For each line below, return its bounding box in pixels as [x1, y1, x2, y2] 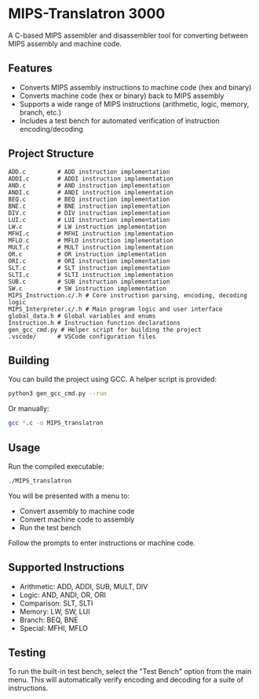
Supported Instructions [8, 561, 125, 574]
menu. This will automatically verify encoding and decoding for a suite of [8, 675, 244, 685]
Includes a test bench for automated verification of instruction [19, 115, 220, 126]
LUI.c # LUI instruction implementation [8, 216, 170, 224]
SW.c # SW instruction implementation [8, 284, 167, 293]
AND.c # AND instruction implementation [8, 181, 170, 189]
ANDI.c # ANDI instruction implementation [8, 188, 174, 196]
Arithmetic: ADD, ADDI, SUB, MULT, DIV [19, 581, 148, 591]
